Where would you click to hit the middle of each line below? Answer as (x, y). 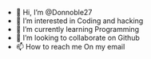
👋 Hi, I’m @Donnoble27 (54, 12)
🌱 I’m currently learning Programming (77, 29)
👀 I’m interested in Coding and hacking (79, 21)
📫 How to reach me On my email (70, 47)
